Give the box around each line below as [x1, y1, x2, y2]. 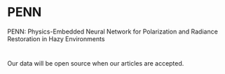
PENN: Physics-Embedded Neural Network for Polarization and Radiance [7, 27, 219, 36]
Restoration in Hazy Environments [7, 34, 105, 43]
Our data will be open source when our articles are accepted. [7, 59, 184, 68]
